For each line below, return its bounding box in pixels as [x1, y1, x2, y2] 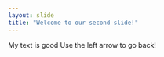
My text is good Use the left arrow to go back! [8, 40, 157, 49]
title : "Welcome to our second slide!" [8, 19, 139, 27]
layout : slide [8, 11, 55, 20]
